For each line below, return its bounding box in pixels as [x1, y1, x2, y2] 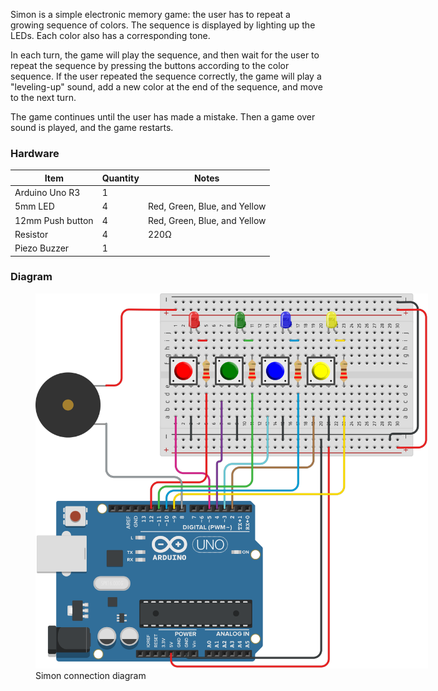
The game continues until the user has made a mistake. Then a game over [10, 111, 316, 123]
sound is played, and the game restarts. [10, 122, 174, 133]
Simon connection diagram [35, 669, 147, 681]
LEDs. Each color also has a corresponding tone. [10, 30, 211, 41]
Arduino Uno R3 [14, 187, 81, 199]
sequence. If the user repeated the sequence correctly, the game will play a [10, 70, 322, 82]
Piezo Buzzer [14, 242, 70, 254]
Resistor [14, 228, 49, 240]
